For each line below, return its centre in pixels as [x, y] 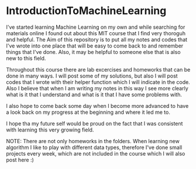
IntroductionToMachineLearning [86, 11]
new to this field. [26, 58]
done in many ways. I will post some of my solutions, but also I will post [92, 76]
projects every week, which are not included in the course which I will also [96, 153]
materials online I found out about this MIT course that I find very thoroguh [96, 33]
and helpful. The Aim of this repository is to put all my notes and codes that [97, 39]
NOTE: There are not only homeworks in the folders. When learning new [93, 141]
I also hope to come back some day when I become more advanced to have [97, 106]
